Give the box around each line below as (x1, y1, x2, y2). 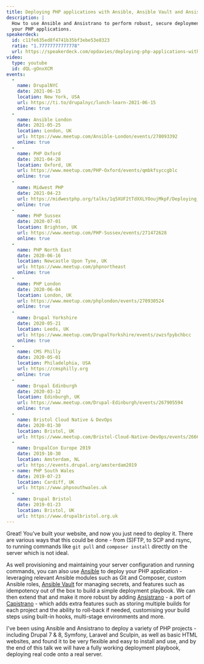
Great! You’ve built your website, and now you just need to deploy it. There (6, 529, 193, 537)
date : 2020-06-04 (17, 286, 61, 292)
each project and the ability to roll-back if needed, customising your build (6, 606, 190, 613)
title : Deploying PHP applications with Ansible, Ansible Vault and (6, 9, 183, 15)
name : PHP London (17, 281, 61, 287)
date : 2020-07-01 (17, 219, 61, 225)
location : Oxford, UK (17, 162, 72, 168)
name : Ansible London (17, 116, 72, 122)
